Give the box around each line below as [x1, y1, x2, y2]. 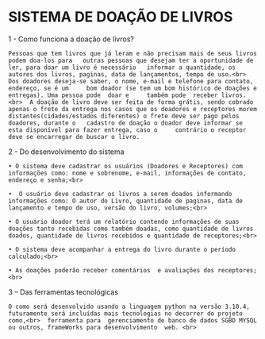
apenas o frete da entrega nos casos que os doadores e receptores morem [8, 105, 258, 113]
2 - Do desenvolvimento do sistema [8, 147, 125, 156]
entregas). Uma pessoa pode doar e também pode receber [8, 91, 218, 99]
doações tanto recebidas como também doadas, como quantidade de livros [8, 225, 254, 233]
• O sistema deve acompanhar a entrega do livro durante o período [8, 245, 236, 253]
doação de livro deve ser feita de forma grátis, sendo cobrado [36, 98, 254, 106]
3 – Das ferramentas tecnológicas [8, 287, 119, 297]
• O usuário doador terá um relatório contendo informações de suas [8, 218, 240, 225]
